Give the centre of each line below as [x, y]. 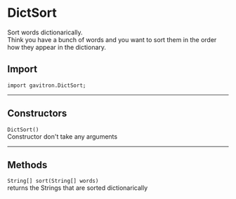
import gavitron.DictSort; [47, 85]
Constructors [37, 114]
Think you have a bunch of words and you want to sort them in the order [112, 39]
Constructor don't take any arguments [63, 136]
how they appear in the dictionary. [57, 47]
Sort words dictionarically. [45, 32]
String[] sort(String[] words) [53, 181]
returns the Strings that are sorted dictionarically [78, 188]
